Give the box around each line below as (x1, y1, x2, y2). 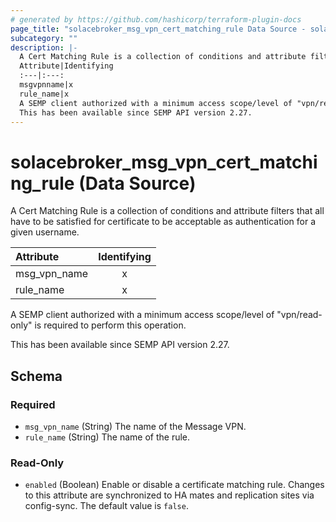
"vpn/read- (276, 309, 323, 321)
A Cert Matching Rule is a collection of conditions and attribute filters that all (10, 205, 325, 217)
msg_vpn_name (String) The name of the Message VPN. (24, 421, 247, 432)
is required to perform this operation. (34, 319, 187, 331)
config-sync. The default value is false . (24, 500, 189, 512)
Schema (10, 367, 63, 385)
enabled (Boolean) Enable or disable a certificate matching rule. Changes (24, 479, 325, 491)
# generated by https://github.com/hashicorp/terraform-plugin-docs (10, 14, 302, 25)
